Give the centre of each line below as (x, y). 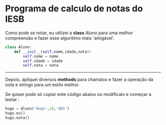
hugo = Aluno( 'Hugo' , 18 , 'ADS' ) (37, 109)
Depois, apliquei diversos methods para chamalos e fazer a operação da (79, 80)
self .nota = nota (41, 65)
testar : (12, 100)
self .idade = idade (43, 61)
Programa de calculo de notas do (74, 9)
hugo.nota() (17, 118)
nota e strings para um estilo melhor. (42, 85)
